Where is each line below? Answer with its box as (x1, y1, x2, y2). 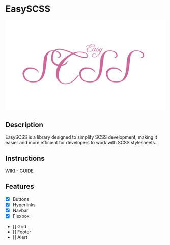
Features (5, 182, 34, 191)
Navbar (12, 207, 29, 213)
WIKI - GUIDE (5, 168, 34, 174)
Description (5, 120, 43, 129)
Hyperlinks (12, 202, 36, 208)
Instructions (5, 154, 45, 163)
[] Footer (12, 229, 32, 235)
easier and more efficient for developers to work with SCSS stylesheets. (5, 140, 156, 146)
